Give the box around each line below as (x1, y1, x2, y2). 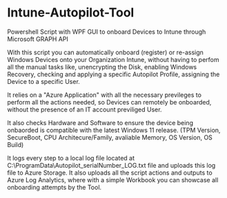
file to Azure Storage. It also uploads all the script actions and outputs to (7, 168, 213, 177)
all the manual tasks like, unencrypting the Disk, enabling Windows (7, 63, 197, 71)
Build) (7, 140, 24, 148)
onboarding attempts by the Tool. (7, 183, 102, 191)
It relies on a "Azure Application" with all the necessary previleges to (7, 91, 202, 99)
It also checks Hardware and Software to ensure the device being (7, 118, 193, 126)
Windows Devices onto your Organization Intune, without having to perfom (7, 55, 219, 63)
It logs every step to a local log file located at (7, 153, 135, 162)
